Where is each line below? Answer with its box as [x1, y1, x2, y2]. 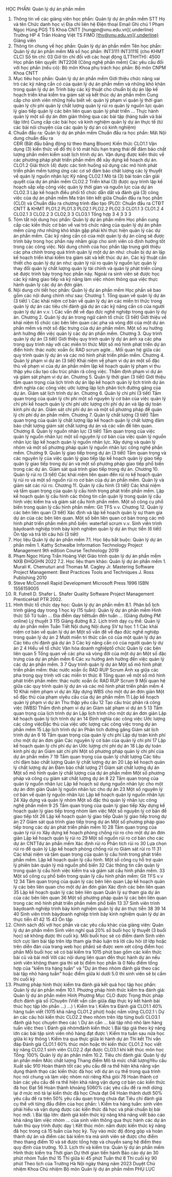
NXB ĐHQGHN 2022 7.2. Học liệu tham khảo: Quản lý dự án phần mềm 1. [13, 558, 166, 564]
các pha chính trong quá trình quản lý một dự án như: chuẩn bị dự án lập [13, 249, 165, 255]
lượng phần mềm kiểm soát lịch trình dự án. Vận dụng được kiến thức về [13, 152, 165, 157]
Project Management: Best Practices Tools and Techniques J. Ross [13, 569, 154, 575]
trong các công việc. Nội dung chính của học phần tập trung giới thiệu [13, 244, 161, 250]
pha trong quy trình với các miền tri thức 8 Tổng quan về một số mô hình [13, 672, 165, 678]
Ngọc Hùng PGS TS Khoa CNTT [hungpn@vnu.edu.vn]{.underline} [13, 27, 154, 33]
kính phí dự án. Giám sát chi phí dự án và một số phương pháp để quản [13, 406, 162, 412]
